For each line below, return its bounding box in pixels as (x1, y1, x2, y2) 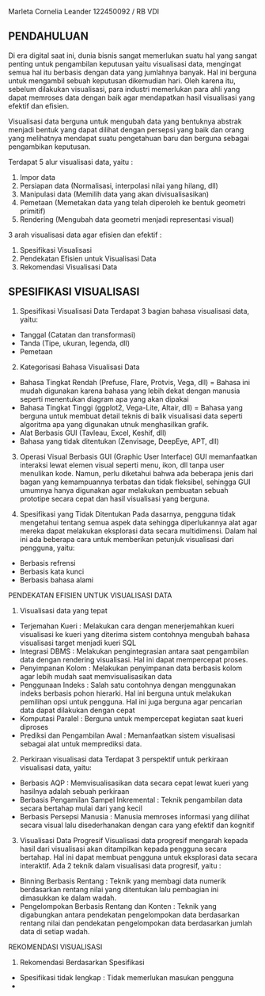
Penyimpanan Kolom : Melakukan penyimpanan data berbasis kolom (19, 663, 243, 673)
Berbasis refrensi (19, 558, 76, 567)
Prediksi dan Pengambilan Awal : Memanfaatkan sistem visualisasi (19, 731, 236, 740)
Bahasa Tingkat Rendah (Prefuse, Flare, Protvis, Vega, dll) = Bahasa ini (19, 377, 251, 387)
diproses (19, 722, 49, 731)
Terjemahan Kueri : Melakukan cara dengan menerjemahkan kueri (19, 621, 235, 631)
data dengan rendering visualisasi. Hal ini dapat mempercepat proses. (19, 654, 248, 664)
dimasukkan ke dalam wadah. (19, 893, 117, 903)
